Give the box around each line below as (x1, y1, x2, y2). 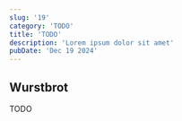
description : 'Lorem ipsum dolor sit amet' (9, 38, 175, 48)
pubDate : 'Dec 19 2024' (9, 47, 99, 56)
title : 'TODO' (9, 30, 63, 39)
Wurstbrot (9, 80, 69, 95)
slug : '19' (9, 13, 50, 22)
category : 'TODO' (9, 22, 74, 30)
